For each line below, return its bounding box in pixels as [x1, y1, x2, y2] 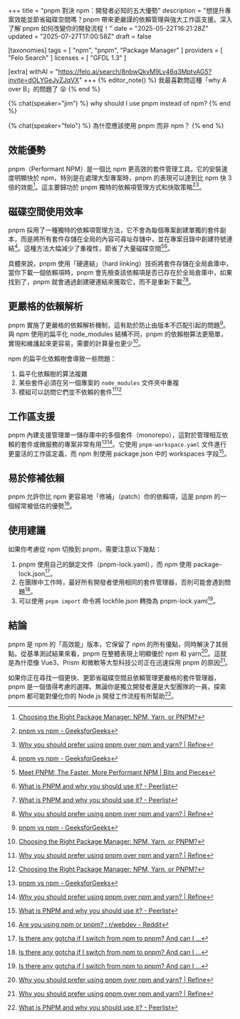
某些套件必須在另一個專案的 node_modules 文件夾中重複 [18, 378, 179, 387]
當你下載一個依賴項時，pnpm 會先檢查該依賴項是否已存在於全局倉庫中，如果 [8, 268, 233, 276]
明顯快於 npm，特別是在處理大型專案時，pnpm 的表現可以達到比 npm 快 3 [14, 174, 232, 182]
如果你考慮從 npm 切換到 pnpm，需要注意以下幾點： [8, 545, 162, 553]
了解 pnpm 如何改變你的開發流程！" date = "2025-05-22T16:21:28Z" [8, 24, 209, 32]
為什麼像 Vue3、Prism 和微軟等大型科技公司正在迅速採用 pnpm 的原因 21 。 [14, 657, 232, 666]
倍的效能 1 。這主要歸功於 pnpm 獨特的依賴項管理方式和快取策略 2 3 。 [8, 181, 206, 191]
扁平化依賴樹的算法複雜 [18, 369, 88, 378]
